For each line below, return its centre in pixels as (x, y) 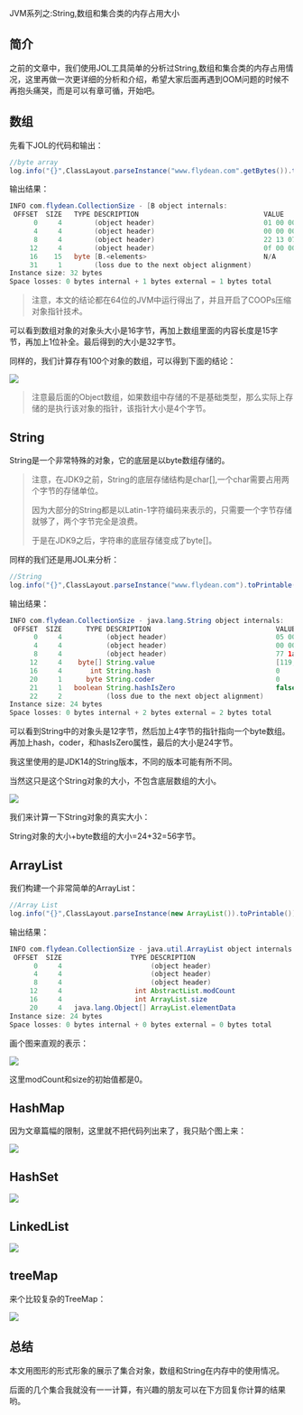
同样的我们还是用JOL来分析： (64, 559)
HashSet (34, 1177)
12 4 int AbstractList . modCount (133, 991)
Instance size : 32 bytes (56, 274)
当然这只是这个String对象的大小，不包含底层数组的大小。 (115, 781)
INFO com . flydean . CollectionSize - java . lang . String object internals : (147, 620)
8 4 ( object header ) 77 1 (163, 654)
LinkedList (39, 1226)
